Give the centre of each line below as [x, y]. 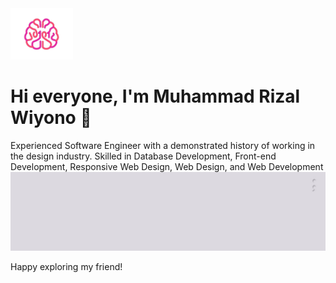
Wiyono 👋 [51, 118]
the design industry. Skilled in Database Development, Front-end [143, 156]
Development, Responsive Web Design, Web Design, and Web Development [167, 167]
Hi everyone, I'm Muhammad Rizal [155, 96]
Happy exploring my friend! [66, 267]
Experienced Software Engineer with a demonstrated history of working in [163, 146]
